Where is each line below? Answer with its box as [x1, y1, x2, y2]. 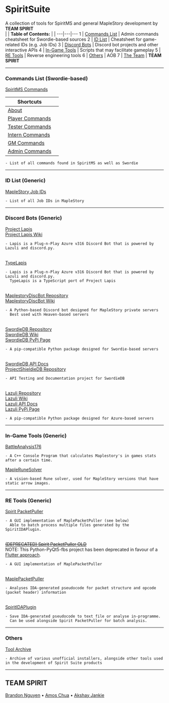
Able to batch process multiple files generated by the [10, 523, 129, 528]
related [5, 41, 20, 47]
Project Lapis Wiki [5, 231, 43, 237]
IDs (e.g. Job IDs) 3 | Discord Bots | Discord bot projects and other [21, 41, 158, 47]
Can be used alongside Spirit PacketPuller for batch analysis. [10, 618, 147, 623]
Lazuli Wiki [5, 395, 28, 401]
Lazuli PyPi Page [5, 406, 40, 412]
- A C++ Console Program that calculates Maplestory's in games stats [5, 453, 156, 459]
